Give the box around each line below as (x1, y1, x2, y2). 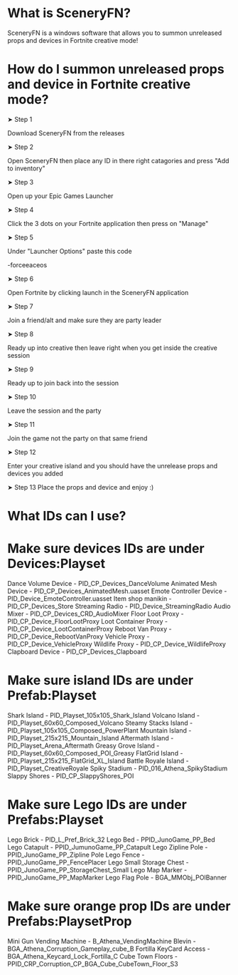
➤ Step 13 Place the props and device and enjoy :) (7, 483, 154, 491)
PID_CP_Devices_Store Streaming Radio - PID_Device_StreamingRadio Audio (7, 602, 231, 610)
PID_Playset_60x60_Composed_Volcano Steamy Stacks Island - (7, 718, 193, 727)
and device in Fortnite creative (7, 76, 191, 93)
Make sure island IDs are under (7, 672, 194, 688)
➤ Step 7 (7, 301, 33, 311)
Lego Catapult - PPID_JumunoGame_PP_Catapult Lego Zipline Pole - (7, 842, 208, 851)
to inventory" (7, 164, 45, 172)
